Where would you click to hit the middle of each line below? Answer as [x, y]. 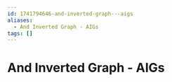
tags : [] [20, 33]
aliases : [20, 20]
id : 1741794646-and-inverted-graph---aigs [70, 14]
